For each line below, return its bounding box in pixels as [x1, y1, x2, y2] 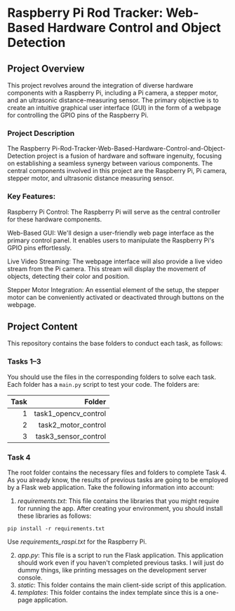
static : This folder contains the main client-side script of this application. [17, 581, 227, 589]
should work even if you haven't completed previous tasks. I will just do [17, 558, 224, 567]
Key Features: [7, 191, 56, 201]
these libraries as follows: [17, 512, 92, 520]
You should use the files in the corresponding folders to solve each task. [7, 373, 217, 381]
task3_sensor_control [35, 431, 107, 441]
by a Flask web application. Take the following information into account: [7, 483, 215, 491]
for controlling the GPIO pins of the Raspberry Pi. [7, 111, 149, 119]
